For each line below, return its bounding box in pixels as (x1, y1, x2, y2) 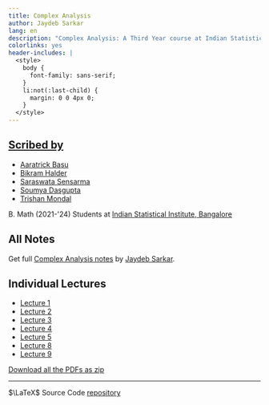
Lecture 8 (19, 341, 52, 350)
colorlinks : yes (8, 42, 62, 50)
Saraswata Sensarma (19, 176, 90, 186)
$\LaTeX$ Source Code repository (8, 388, 122, 398)
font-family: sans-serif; (29, 71, 116, 79)
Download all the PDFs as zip (8, 365, 105, 375)
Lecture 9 (19, 350, 52, 359)
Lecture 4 (19, 324, 52, 334)
